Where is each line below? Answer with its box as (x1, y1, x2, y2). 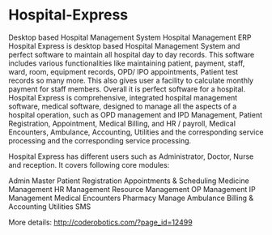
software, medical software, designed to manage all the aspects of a (8, 101, 237, 111)
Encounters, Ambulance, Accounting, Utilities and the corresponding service (8, 127, 264, 137)
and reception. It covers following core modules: (8, 160, 170, 169)
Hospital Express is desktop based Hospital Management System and (8, 41, 240, 50)
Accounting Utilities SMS (8, 201, 91, 211)
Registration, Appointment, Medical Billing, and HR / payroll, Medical (8, 118, 236, 128)
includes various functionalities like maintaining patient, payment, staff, (8, 58, 245, 68)
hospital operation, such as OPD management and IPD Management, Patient (8, 109, 263, 119)
